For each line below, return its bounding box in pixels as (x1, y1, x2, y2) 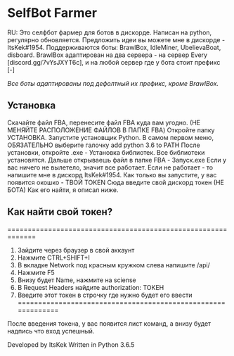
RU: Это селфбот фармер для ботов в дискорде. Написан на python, (7, 28, 212, 37)
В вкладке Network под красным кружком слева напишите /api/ (17, 260, 211, 269)
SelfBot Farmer (7, 5, 97, 21)
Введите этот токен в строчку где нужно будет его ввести (17, 291, 193, 299)
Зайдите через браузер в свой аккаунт (17, 246, 135, 254)
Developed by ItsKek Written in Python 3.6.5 (7, 340, 135, 349)
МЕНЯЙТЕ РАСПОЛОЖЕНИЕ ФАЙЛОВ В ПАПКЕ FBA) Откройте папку (7, 125, 215, 134)
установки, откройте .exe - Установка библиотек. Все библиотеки (7, 148, 205, 156)
